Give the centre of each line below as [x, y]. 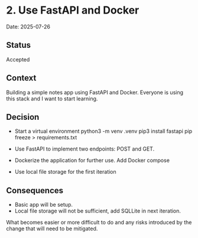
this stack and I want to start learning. [52, 99]
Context [21, 78]
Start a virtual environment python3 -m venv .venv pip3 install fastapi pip [103, 131]
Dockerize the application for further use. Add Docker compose [92, 161]
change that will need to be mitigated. [52, 229]
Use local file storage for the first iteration [65, 172]
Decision [23, 117]
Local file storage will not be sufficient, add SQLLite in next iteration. [98, 211]
